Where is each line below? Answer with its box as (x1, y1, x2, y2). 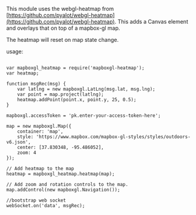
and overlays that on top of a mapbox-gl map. (6, 24, 120, 31)
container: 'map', (17, 128, 64, 134)
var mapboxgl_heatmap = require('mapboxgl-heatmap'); (6, 65, 145, 71)
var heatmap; (6, 70, 39, 76)
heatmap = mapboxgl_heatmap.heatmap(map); (6, 171, 115, 177)
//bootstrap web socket (6, 197, 67, 203)
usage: (6, 48, 24, 55)
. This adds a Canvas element (114, 18, 189, 25)
